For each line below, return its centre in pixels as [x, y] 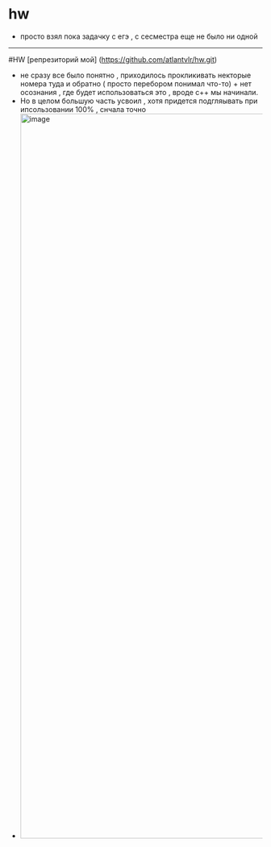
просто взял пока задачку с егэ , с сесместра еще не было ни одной [139, 36]
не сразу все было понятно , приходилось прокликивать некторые [135, 75]
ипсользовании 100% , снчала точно [83, 109]
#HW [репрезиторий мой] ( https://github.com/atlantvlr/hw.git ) [113, 59]
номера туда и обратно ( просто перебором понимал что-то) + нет [136, 83]
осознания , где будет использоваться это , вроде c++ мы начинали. [139, 92]
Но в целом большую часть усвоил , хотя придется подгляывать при [139, 101]
